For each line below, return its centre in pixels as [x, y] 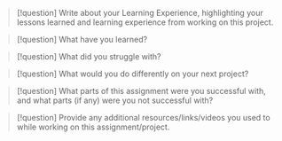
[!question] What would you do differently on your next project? [133, 74]
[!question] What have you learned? [82, 39]
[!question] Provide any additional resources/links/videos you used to [144, 117]
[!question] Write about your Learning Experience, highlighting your [140, 13]
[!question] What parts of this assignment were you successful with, [141, 91]
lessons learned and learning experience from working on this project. [145, 22]
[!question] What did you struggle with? [89, 56]
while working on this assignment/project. [93, 127]
